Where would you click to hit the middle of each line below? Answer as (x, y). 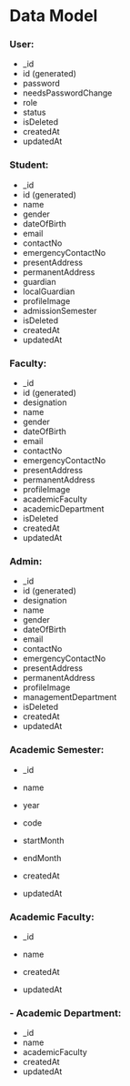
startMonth (43, 840)
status (34, 112)
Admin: (26, 561)
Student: (29, 165)
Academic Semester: (57, 750)
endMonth (42, 858)
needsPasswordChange (67, 93)
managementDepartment (70, 697)
